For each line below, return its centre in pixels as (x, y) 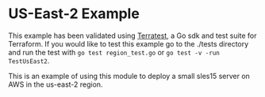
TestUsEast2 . (29, 61)
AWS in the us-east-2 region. (56, 84)
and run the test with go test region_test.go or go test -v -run (114, 52)
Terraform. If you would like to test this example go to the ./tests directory (129, 43)
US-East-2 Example (74, 14)
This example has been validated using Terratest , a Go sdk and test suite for (132, 35)
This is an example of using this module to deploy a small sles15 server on (129, 76)
